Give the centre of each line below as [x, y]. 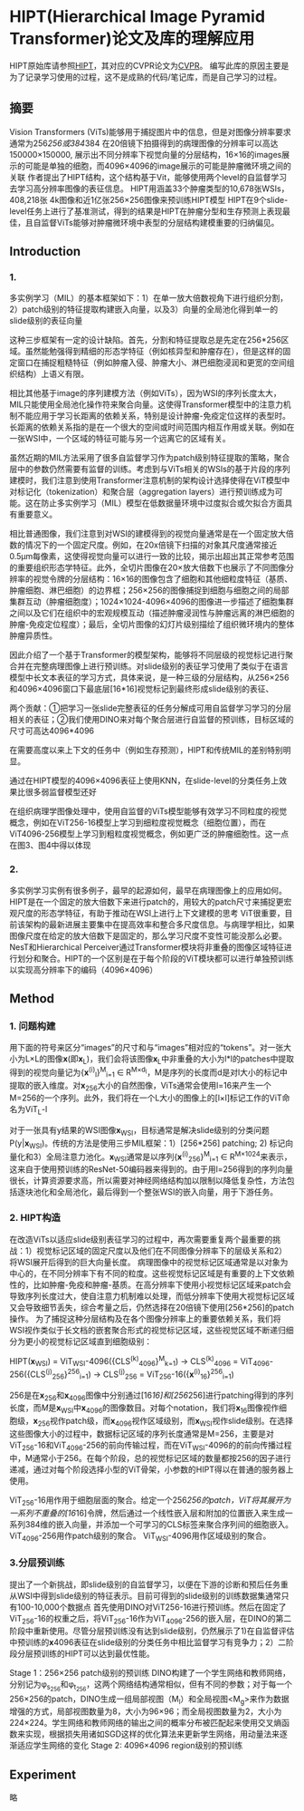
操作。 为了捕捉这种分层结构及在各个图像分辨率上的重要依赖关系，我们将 [145, 1318]
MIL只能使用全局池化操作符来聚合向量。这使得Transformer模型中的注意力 [146, 404]
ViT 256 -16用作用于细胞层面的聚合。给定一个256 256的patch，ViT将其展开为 [150, 1501]
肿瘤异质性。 [33, 635]
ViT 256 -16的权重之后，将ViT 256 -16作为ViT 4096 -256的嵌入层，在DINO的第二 [151, 1619]
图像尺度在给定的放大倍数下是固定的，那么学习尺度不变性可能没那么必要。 [148, 935]
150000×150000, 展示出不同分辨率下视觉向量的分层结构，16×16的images [146, 154]
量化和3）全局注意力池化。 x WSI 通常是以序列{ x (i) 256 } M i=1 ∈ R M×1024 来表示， [151, 1157]
